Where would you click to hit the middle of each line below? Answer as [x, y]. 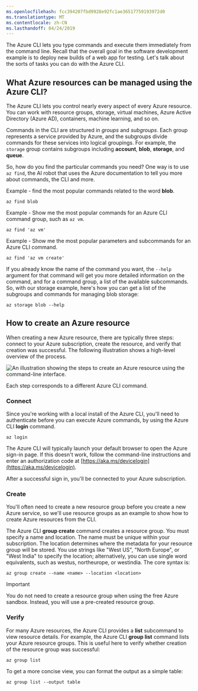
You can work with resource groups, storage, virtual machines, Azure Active [99, 113]
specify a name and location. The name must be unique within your [88, 538]
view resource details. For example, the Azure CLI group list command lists [98, 636]
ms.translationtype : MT [35, 17]
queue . [15, 155]
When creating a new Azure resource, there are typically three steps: [90, 337]
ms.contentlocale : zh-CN [37, 23]
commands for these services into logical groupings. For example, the [91, 143]
